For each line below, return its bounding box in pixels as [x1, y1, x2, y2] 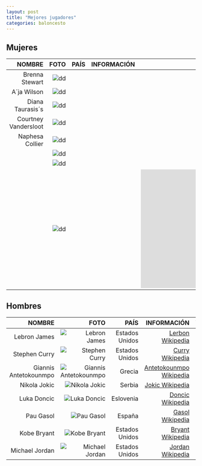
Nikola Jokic [20, 381, 55, 389]
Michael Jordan [10, 447, 55, 455]
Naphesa [17, 132, 44, 140]
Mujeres [6, 42, 38, 52]
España [117, 412, 139, 420]
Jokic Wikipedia [144, 381, 190, 389]
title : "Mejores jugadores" [6, 14, 77, 20]
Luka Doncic [19, 394, 55, 403]
